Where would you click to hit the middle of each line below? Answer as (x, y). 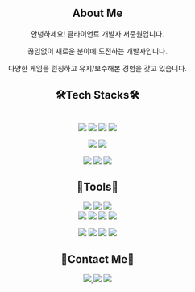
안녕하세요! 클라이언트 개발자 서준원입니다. (97, 34)
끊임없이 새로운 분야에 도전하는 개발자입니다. (97, 51)
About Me (97, 13)
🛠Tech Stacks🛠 (97, 95)
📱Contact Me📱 (97, 259)
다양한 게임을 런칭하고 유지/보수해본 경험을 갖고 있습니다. (97, 68)
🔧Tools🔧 (97, 187)
